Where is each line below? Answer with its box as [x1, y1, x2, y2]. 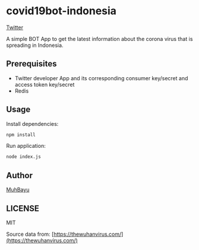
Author [6, 170, 33, 181]
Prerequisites [6, 59, 57, 69]
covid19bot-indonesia [6, 4, 117, 18]
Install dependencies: [6, 120, 59, 127]
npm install [6, 132, 36, 138]
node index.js [6, 154, 42, 160]
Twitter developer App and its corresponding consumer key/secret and [14, 74, 188, 81]
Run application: [6, 143, 46, 150]
